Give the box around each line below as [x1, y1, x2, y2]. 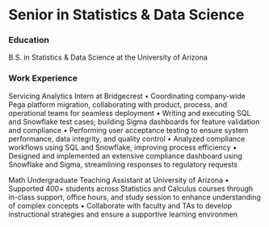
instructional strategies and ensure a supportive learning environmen [8, 209, 238, 219]
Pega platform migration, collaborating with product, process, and [8, 99, 228, 109]
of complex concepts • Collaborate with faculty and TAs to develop [8, 200, 233, 210]
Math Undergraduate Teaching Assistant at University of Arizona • [8, 175, 229, 184]
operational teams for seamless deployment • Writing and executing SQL [8, 108, 251, 118]
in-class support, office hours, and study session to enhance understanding [8, 192, 261, 202]
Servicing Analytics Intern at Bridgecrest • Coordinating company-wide [8, 91, 246, 101]
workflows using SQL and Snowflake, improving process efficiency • [8, 142, 237, 152]
